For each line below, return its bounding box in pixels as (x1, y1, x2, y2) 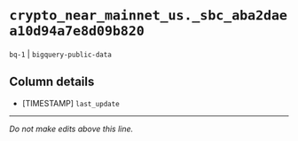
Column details (9, 74, 95, 90)
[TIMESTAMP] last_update (21, 98, 120, 108)
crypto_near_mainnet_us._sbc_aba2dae (9, 7, 288, 24)
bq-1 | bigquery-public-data (9, 48, 113, 59)
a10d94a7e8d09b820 (9, 23, 145, 40)
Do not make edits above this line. (9, 123, 134, 134)
